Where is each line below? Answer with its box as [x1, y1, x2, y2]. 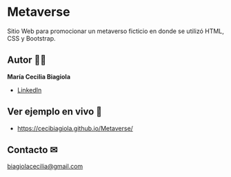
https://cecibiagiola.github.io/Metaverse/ [17, 124, 133, 132]
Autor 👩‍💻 [7, 54, 47, 66]
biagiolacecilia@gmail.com [7, 163, 83, 171]
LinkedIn [17, 85, 42, 94]
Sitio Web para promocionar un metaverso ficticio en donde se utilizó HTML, [7, 27, 224, 35]
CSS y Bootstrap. [7, 34, 57, 42]
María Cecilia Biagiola [7, 72, 71, 81]
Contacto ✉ [7, 144, 58, 156]
